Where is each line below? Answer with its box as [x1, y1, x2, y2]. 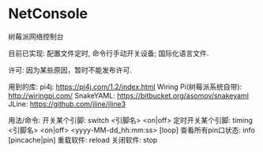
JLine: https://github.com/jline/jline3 [8, 99, 126, 109]
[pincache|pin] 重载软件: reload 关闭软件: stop [8, 135, 158, 144]
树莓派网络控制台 [8, 32, 64, 41]
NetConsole [8, 5, 88, 23]
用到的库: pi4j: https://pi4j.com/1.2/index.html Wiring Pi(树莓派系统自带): [8, 82, 242, 91]
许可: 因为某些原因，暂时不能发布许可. [8, 65, 133, 75]
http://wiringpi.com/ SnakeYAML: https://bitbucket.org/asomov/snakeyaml [8, 91, 249, 100]
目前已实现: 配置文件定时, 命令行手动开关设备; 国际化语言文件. [8, 48, 209, 57]
